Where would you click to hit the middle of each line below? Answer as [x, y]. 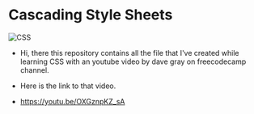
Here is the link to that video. [68, 86]
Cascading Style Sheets [91, 15]
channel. [35, 70]
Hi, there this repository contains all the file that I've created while [130, 53]
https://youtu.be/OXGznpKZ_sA [72, 101]
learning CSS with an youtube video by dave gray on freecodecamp [133, 61]
